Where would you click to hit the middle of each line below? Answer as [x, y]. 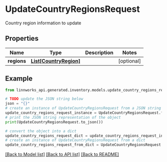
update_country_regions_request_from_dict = [52, 145]
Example [19, 79]
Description [99, 52]
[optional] [129, 61]
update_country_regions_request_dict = [46, 136]
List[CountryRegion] [55, 61]
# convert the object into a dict [41, 131]
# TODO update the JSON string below [44, 99]
